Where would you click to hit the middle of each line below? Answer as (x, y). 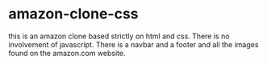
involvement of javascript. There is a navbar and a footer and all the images (133, 44)
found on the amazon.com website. (67, 53)
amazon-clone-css (73, 14)
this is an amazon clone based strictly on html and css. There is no (119, 36)
